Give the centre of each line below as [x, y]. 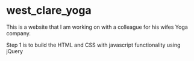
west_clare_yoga [49, 10]
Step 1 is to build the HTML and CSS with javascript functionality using [93, 45]
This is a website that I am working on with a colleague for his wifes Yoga [97, 27]
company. [19, 33]
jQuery [14, 51]
